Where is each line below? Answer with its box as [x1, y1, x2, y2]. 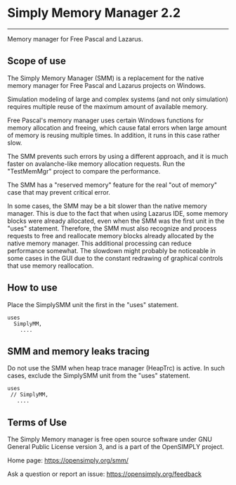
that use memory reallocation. [7, 261, 94, 270]
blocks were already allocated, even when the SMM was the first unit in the [7, 216, 225, 225]
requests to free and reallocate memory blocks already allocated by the [7, 231, 214, 240]
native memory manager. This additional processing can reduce [7, 239, 192, 247]
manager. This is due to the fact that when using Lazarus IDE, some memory [7, 209, 228, 217]
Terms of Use [7, 416, 67, 428]
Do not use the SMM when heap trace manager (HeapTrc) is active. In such [7, 364, 225, 373]
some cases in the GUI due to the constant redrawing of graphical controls [7, 254, 223, 262]
